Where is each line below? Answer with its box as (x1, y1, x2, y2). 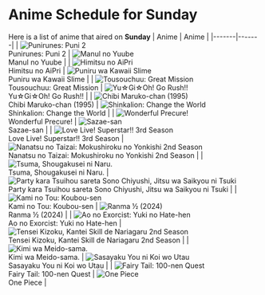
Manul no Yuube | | (8, 57, 71, 67)
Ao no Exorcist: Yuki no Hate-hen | (8, 218, 122, 228)
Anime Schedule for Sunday (8, 6, 198, 24)
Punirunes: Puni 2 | (8, 49, 71, 58)
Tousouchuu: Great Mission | (8, 82, 104, 92)
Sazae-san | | (8, 125, 53, 135)
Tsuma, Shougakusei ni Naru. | (8, 167, 109, 177)
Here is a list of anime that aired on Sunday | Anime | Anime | (8, 32, 210, 41)
